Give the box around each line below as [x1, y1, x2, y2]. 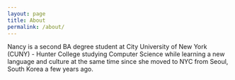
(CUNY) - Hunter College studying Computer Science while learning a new [7, 50, 225, 58]
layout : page [7, 10, 46, 18]
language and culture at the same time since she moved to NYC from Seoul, [7, 58, 229, 66]
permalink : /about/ [7, 23, 65, 30]
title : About [7, 17, 46, 24]
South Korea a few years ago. [7, 65, 93, 74]
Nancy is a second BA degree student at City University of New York [7, 43, 207, 51]
